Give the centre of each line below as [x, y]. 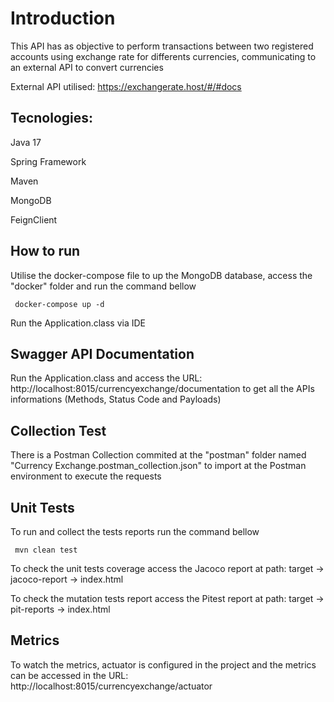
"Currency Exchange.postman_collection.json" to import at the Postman [158, 466]
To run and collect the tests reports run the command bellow [135, 531]
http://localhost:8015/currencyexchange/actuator [111, 686]
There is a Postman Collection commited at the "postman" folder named [158, 455]
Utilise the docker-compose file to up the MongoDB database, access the [161, 275]
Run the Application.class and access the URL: [106, 378]
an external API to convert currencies [87, 67]
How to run [45, 251]
